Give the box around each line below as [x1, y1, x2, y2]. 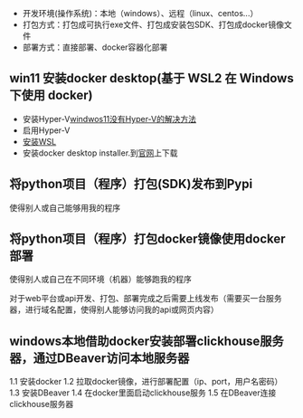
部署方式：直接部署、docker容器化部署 [22, 42, 168, 52]
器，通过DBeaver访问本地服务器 [9, 350, 190, 366]
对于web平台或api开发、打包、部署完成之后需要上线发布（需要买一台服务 [9, 293, 282, 304]
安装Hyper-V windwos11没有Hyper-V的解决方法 [22, 113, 197, 124]
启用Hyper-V [22, 125, 71, 136]
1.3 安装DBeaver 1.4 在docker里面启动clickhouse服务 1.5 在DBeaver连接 [9, 387, 277, 398]
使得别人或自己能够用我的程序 [9, 202, 120, 213]
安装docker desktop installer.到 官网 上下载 [22, 147, 178, 158]
